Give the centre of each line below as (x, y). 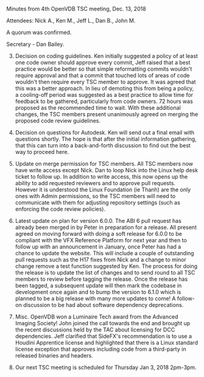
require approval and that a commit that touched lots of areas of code (102, 75)
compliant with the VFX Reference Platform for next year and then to (101, 240)
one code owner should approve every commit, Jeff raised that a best (103, 62)
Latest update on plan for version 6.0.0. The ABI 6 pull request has (98, 221)
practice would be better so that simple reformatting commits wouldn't (104, 69)
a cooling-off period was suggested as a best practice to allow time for (104, 95)
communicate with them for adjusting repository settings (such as (98, 203)
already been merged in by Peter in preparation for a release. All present (106, 227)
